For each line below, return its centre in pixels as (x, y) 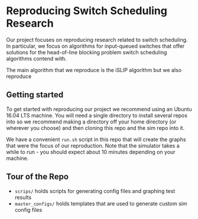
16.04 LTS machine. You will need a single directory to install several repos (97, 115)
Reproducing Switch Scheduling (87, 11)
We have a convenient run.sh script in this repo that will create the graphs (96, 139)
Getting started (35, 95)
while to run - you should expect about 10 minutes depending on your (91, 152)
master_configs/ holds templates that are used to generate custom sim (101, 203)
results (23, 197)
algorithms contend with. (36, 58)
